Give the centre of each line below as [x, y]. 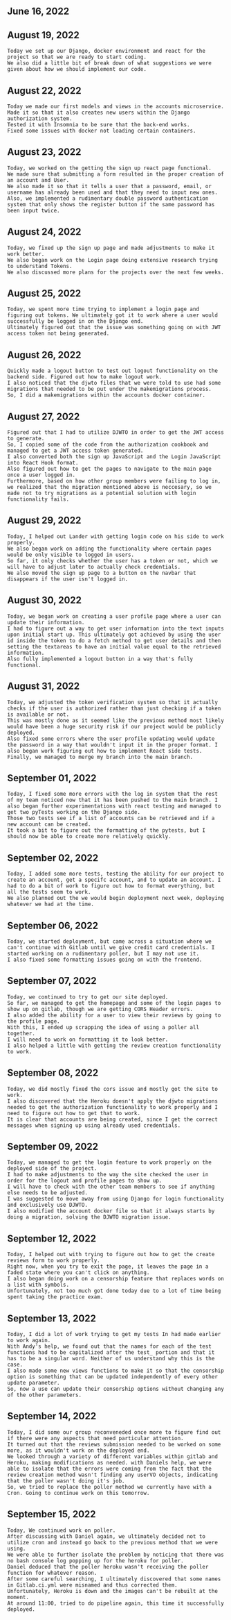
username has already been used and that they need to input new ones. [112, 192]
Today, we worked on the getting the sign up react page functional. [110, 168]
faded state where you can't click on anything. [78, 1273]
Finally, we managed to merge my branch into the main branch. [100, 757]
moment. [18, 1597]
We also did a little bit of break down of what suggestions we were [110, 63]
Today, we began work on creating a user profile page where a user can [114, 616]
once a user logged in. [41, 475]
